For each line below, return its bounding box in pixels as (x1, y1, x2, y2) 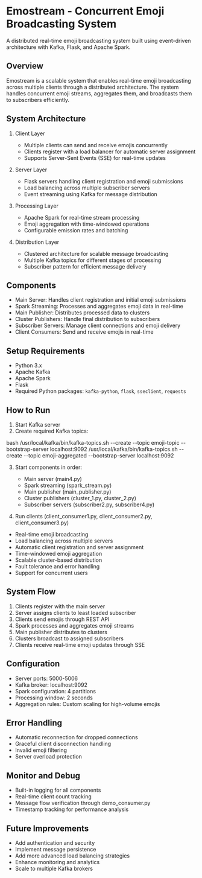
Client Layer (14, 130, 45, 137)
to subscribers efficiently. (6, 96, 70, 103)
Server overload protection (14, 753, 83, 760)
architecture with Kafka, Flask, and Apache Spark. (6, 43, 131, 51)
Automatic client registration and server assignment (14, 544, 144, 550)
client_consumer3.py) (14, 519, 69, 526)
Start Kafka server (14, 421, 61, 428)
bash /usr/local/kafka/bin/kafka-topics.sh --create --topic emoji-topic (6, 439, 180, 446)
